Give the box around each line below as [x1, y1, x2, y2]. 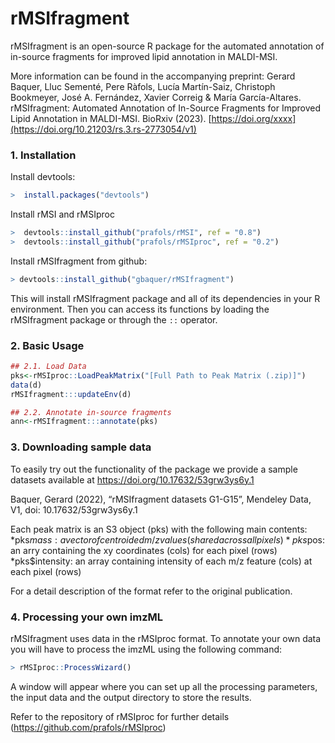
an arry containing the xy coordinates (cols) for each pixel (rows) [10, 544, 278, 556]
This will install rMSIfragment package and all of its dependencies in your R [10, 292, 321, 304]
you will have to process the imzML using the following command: [10, 643, 283, 655]
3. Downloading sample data [10, 440, 152, 454]
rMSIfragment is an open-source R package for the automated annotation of [10, 40, 325, 52]
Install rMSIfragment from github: [10, 255, 148, 267]
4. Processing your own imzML [10, 610, 164, 624]
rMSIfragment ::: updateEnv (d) [10, 389, 132, 399]
